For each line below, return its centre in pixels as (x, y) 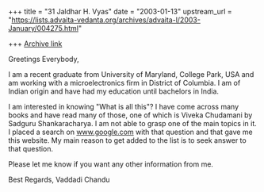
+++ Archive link (35, 44)
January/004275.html (44, 28)
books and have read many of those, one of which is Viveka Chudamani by (130, 115)
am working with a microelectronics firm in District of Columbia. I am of (124, 83)
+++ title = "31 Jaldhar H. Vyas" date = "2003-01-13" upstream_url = (120, 12)
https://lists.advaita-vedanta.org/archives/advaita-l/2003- (106, 20)
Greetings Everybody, (44, 59)
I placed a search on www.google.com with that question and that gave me (131, 132)
